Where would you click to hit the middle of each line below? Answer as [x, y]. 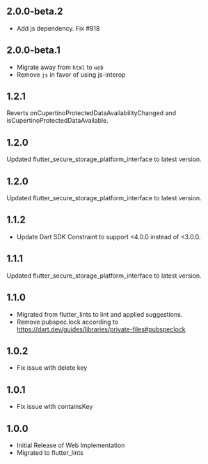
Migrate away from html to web [60, 67]
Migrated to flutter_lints [50, 452]
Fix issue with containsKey [55, 407]
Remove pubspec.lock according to [67, 322]
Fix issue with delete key [52, 368]
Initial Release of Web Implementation [71, 445]
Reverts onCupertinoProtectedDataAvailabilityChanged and [91, 113]
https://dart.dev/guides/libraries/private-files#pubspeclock [101, 329]
